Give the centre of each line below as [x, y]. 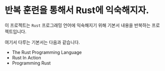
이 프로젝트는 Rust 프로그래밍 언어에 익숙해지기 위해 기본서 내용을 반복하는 [78, 25]
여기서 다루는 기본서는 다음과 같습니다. [42, 42]
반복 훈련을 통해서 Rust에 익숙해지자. [77, 10]
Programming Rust [31, 63]
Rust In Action [26, 57]
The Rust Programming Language [47, 52]
